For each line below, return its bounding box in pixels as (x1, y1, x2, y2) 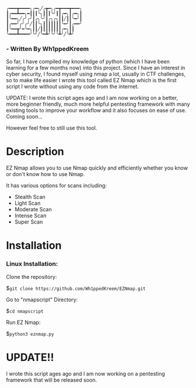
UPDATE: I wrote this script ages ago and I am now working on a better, (6, 95, 178, 102)
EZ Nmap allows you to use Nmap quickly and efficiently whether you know (6, 164, 188, 171)
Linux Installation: (6, 260, 59, 268)
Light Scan (14, 200, 41, 207)
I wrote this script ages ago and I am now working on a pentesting (6, 370, 166, 377)
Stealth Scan (14, 194, 46, 201)
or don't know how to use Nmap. (6, 171, 85, 178)
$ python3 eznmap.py (6, 330, 54, 337)
